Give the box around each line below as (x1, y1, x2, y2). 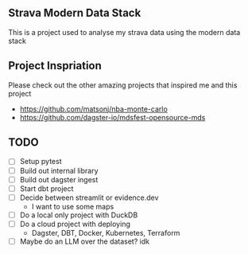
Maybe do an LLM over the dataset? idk (19, 236, 149, 246)
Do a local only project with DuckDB (19, 210, 138, 220)
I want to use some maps (31, 201, 114, 211)
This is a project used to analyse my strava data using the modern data (8, 27, 241, 37)
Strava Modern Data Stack (8, 6, 141, 20)
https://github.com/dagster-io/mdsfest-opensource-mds (19, 112, 206, 122)
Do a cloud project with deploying (19, 219, 131, 229)
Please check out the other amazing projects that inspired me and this (8, 80, 238, 90)
